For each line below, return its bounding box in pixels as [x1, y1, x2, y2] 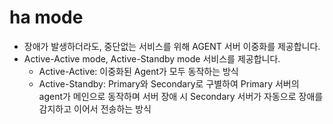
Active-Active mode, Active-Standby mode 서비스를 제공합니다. [23, 52, 281, 65]
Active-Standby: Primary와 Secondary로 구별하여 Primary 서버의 [38, 77, 300, 90]
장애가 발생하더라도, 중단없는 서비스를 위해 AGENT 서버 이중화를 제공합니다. [23, 40, 321, 52]
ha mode [9, 6, 84, 29]
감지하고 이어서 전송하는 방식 [38, 102, 152, 115]
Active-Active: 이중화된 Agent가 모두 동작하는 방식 [38, 65, 239, 77]
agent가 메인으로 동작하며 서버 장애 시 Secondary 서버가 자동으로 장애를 [38, 90, 324, 102]
